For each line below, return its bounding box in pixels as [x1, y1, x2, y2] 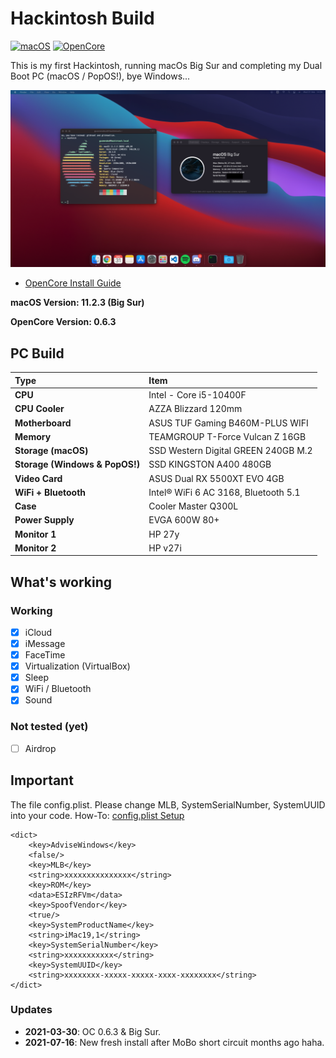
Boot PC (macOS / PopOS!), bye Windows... [10, 70, 191, 82]
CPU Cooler [14, 403, 65, 415]
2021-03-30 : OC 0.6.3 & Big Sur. [24, 1025, 162, 1037]
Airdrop [24, 742, 57, 754]
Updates [10, 1003, 53, 1017]
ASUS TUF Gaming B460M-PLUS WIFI [148, 417, 309, 429]
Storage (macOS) [14, 445, 89, 456]
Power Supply [14, 514, 75, 526]
